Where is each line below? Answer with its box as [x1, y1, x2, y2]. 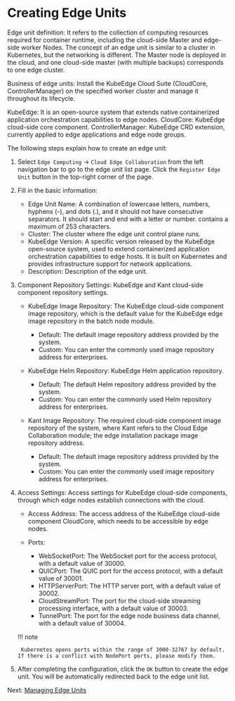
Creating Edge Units [7, 5, 127, 21]
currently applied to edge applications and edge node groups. [7, 130, 187, 139]
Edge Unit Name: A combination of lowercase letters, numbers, [27, 199, 210, 208]
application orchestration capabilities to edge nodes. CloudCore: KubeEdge [7, 115, 225, 124]
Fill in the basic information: [17, 186, 98, 194]
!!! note [17, 632, 39, 641]
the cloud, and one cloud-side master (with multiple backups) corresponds [7, 58, 224, 66]
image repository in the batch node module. [27, 317, 155, 325]
